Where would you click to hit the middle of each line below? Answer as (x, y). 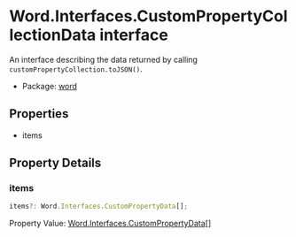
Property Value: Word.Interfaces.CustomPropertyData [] (110, 224)
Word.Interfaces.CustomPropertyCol (148, 16)
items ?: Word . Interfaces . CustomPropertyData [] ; (99, 206)
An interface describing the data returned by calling (103, 59)
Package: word (50, 86)
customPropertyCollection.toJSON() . (76, 69)
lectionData (53, 35)
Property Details (55, 163)
